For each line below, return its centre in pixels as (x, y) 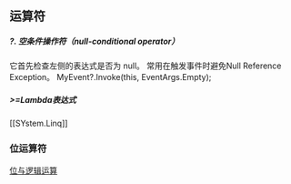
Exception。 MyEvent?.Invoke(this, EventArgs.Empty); (110, 77)
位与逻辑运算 (33, 170)
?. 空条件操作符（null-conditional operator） (95, 41)
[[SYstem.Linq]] (39, 123)
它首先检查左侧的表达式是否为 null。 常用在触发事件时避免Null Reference (145, 66)
